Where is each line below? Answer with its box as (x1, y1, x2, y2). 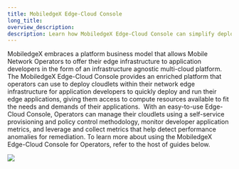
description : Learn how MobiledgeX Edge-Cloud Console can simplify (7, 30, 215, 38)
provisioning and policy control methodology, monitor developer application (7, 118, 229, 126)
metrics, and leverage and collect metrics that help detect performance (7, 125, 217, 133)
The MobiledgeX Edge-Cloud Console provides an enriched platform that (7, 72, 222, 81)
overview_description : (7, 23, 75, 31)
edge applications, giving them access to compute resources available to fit (7, 95, 229, 104)
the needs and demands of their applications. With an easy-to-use (7, 102, 204, 111)
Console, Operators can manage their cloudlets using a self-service (26, 110, 225, 119)
